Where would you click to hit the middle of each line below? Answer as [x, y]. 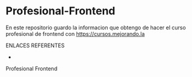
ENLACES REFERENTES [35, 45]
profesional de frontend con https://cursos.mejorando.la [75, 33]
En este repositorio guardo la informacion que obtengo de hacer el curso [96, 27]
